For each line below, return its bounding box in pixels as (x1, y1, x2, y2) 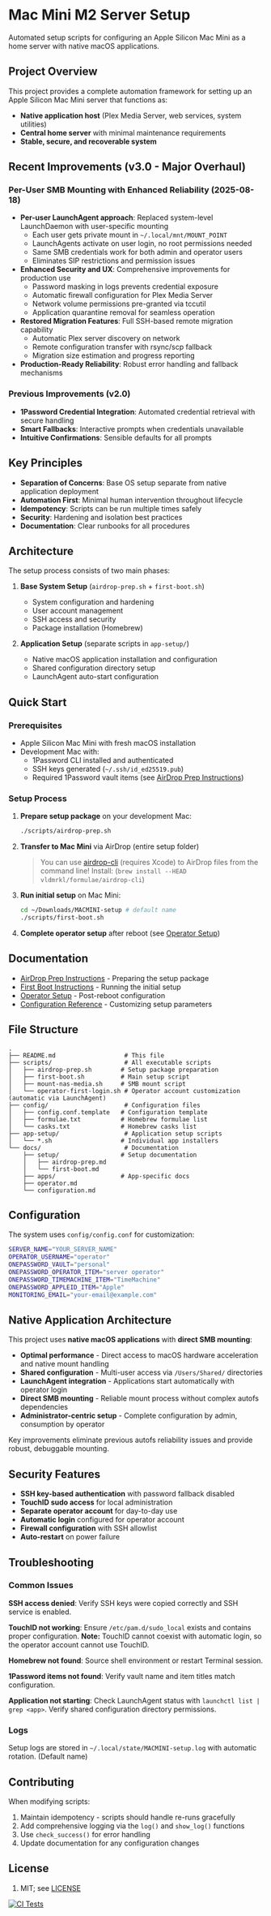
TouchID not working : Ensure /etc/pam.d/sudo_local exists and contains (8, 1622, 252, 1632)
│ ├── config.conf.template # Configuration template (8, 1108, 208, 1117)
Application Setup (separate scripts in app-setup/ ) (19, 639, 190, 648)
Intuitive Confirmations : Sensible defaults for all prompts (19, 433, 212, 442)
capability (19, 325, 53, 334)
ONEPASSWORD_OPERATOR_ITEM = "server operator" (8, 1268, 164, 1277)
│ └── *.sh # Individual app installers (8, 1136, 219, 1145)
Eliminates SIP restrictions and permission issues (32, 256, 196, 265)
